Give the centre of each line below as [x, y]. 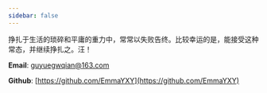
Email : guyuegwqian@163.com [59, 65]
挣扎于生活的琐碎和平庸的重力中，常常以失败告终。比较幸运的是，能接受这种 [133, 39]
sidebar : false [33, 15]
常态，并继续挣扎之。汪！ [50, 49]
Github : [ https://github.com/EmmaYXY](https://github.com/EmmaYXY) [124, 80]
